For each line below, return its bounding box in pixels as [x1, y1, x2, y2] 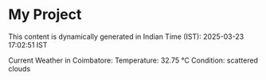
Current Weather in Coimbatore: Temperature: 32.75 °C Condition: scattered [8, 55, 259, 65]
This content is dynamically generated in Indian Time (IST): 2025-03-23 [8, 32, 244, 41]
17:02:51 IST [8, 40, 48, 49]
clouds [8, 63, 31, 73]
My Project [8, 6, 82, 24]
